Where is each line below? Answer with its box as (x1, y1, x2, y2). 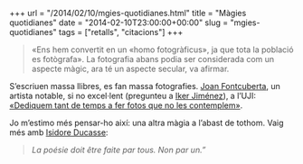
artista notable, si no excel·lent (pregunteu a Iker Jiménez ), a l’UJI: (9, 90, 256, 101)
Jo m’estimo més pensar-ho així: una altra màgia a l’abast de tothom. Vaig (9, 117, 284, 128)
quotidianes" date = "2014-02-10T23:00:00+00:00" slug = (9, 17, 229, 28)
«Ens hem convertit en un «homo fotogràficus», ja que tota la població (31, 44, 294, 55)
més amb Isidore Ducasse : (9, 127, 109, 138)
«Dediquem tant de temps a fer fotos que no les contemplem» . (9, 100, 243, 111)
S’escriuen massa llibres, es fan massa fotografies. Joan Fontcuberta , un (9, 81, 280, 91)
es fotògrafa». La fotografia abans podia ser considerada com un (31, 54, 275, 64)
